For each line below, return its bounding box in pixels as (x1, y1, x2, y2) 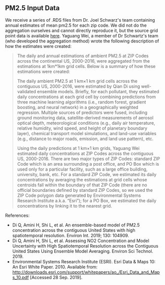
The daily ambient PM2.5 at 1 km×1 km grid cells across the (17, 78, 138, 84)
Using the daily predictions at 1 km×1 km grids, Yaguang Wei (17, 145, 140, 151)
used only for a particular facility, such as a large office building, (17, 166, 148, 172)
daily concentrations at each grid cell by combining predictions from (17, 94, 156, 100)
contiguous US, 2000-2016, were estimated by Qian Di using (17, 83, 140, 89)
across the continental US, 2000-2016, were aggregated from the (17, 58, 150, 64)
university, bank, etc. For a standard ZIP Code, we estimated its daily (17, 171, 157, 177)
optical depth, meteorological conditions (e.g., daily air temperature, (17, 120, 155, 126)
